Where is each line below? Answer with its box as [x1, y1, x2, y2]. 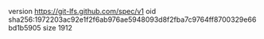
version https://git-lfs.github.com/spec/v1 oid [8, 7, 157, 16]
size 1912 [42, 23, 73, 32]
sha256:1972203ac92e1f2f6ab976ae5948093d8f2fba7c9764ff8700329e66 [8, 15, 257, 24]
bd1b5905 [8, 23, 41, 32]
